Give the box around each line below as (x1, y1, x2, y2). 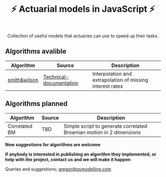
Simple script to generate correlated (63, 122, 147, 129)
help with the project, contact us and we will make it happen (5, 156, 131, 162)
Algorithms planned (5, 100, 68, 108)
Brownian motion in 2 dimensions (63, 129, 141, 136)
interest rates (92, 82, 124, 89)
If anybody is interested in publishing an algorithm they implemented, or (5, 151, 157, 157)
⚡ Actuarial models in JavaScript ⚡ (11, 3, 155, 15)
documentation (43, 79, 79, 86)
